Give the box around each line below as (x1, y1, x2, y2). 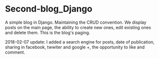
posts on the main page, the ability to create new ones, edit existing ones (5, 24, 151, 30)
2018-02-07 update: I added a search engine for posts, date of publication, (5, 39, 155, 44)
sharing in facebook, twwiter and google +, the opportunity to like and (5, 44, 145, 50)
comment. (5, 49, 25, 55)
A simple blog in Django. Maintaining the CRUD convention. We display (5, 19, 147, 25)
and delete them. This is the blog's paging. (5, 29, 91, 35)
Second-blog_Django (5, 3, 93, 15)
